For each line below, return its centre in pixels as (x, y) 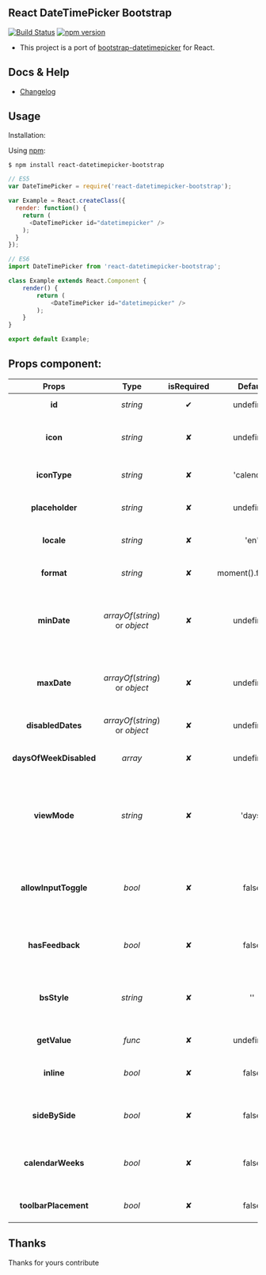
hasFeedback (54, 945)
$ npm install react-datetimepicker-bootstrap (86, 166)
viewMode (54, 815)
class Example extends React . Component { (78, 281)
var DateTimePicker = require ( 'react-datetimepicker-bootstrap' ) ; (120, 186)
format (54, 573)
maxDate (54, 683)
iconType (54, 474)
